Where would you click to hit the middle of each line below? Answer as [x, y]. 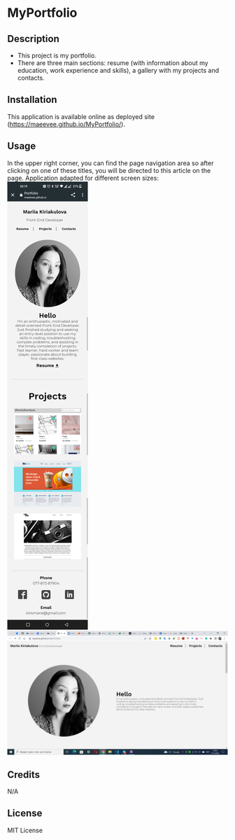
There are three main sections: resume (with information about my [113, 63]
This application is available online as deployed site [81, 116]
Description [33, 39]
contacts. [31, 78]
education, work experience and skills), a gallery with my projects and [118, 70]
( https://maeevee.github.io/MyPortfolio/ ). [66, 124]
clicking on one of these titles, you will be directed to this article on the [109, 170]
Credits [24, 775]
